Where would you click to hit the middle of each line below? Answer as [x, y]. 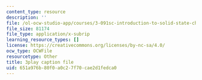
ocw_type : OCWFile [29, 51]
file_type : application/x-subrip [48, 34]
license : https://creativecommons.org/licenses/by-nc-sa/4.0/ [86, 46]
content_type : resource [36, 12]
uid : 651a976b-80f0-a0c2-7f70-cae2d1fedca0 [62, 68]
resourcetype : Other [32, 57]
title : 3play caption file [40, 62]
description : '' [26, 17]
